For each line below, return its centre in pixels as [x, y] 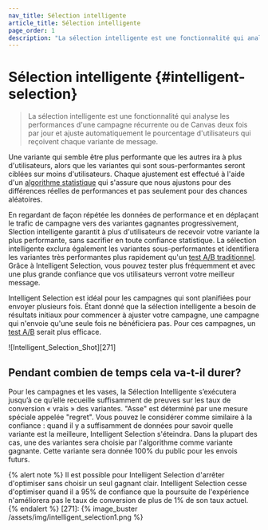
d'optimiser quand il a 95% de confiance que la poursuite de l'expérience [129, 492]
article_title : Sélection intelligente [75, 23]
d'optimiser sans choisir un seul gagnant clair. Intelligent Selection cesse [128, 483]
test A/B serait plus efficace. [55, 332]
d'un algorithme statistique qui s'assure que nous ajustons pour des [120, 183]
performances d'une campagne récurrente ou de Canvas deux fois [138, 125]
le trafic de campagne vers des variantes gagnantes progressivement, [124, 223]
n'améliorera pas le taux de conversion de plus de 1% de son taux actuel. [128, 500]
